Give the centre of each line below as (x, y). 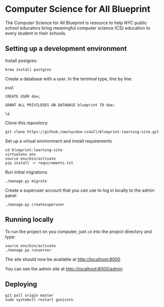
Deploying (21, 284)
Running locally (29, 220)
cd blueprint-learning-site (34, 150)
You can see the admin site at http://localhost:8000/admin (64, 269)
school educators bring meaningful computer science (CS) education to (78, 28)
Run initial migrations (26, 172)
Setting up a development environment (66, 49)
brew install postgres (28, 69)
